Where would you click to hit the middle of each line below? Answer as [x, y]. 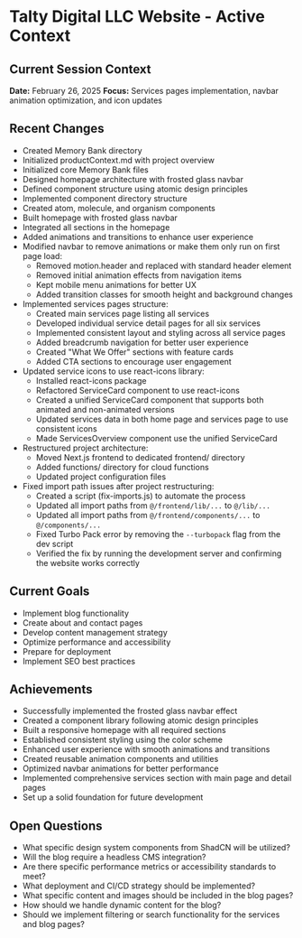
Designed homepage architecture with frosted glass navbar [133, 179]
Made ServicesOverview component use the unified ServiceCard [156, 438]
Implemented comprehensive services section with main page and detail [157, 778]
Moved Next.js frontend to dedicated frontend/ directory [140, 457]
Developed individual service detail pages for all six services [148, 323]
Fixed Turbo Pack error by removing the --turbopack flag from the [158, 534]
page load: [42, 255]
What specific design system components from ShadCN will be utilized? [156, 848]
